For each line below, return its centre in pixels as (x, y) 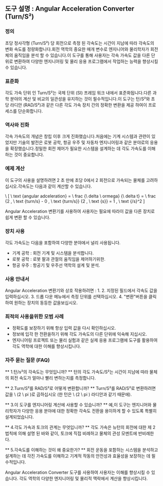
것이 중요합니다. (29, 155)
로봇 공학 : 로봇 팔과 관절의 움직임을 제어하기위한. (59, 259)
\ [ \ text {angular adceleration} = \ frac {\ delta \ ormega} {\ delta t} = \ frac (81, 196)
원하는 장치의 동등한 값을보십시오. (46, 303)
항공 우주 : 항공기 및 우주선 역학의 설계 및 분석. (56, 265)
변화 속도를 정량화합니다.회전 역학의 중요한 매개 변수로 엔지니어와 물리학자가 (77, 49)
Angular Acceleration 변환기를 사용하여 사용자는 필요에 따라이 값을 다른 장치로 (80, 211)
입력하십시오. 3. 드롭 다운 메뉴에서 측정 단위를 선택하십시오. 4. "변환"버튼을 (76, 297)
